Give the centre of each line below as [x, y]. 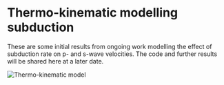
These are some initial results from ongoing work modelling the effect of [110, 46]
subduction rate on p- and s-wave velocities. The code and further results [112, 54]
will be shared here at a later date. [55, 61]
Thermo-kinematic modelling [92, 13]
